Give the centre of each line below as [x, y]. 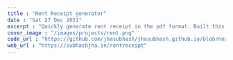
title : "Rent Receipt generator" [57, 13]
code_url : [23, 39]
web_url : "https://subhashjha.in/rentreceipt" [77, 46]
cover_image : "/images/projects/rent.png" [71, 33]
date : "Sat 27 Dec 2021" [44, 20]
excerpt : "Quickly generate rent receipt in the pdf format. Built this [116, 26]
